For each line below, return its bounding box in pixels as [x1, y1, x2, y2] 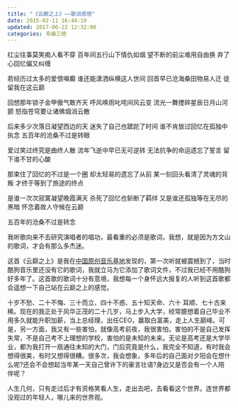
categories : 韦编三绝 [7, 30, 67, 38]
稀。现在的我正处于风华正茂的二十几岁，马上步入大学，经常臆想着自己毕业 [7, 307, 225, 316]
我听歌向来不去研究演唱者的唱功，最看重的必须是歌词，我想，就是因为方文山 [7, 233, 231, 242]
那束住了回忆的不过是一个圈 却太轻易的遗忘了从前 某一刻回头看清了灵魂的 [7, 170, 222, 178]
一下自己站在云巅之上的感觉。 [25, 283, 113, 292]
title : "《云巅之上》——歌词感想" [7, 10, 96, 18]
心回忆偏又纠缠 [7, 59, 51, 68]
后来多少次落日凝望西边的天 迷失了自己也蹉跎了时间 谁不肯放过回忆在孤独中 [7, 122, 228, 131]
